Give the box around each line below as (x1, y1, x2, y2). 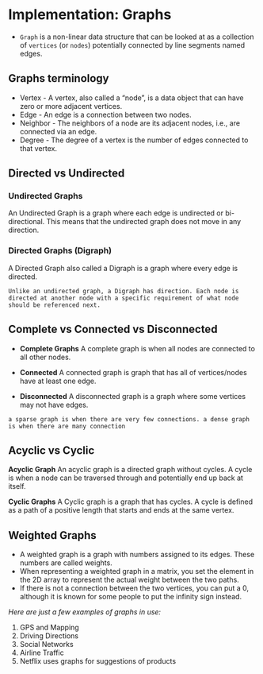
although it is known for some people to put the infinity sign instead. (19, 592, 242, 602)
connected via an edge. (19, 126, 97, 136)
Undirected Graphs (8, 191, 83, 202)
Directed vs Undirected (8, 167, 125, 180)
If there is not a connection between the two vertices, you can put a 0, (19, 583, 250, 593)
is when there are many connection (8, 422, 126, 430)
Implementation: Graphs (8, 6, 172, 24)
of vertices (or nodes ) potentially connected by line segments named (19, 40, 246, 49)
